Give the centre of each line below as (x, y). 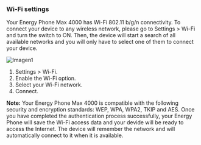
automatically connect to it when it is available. (65, 135)
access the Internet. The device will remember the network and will (91, 129)
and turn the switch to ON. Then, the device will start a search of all (91, 35)
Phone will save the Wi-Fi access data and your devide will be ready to (95, 122)
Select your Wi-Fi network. (49, 85)
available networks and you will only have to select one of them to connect (100, 42)
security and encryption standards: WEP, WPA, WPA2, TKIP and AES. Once (100, 110)
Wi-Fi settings (28, 9)
